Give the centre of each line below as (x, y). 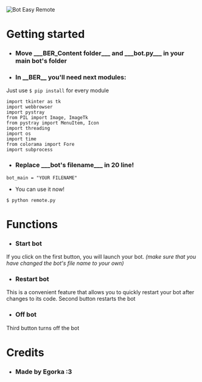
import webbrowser (30, 107)
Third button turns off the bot (43, 328)
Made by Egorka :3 (44, 372)
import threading (28, 128)
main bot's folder (41, 61)
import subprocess (30, 150)
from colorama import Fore (40, 145)
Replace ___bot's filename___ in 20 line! (75, 165)
